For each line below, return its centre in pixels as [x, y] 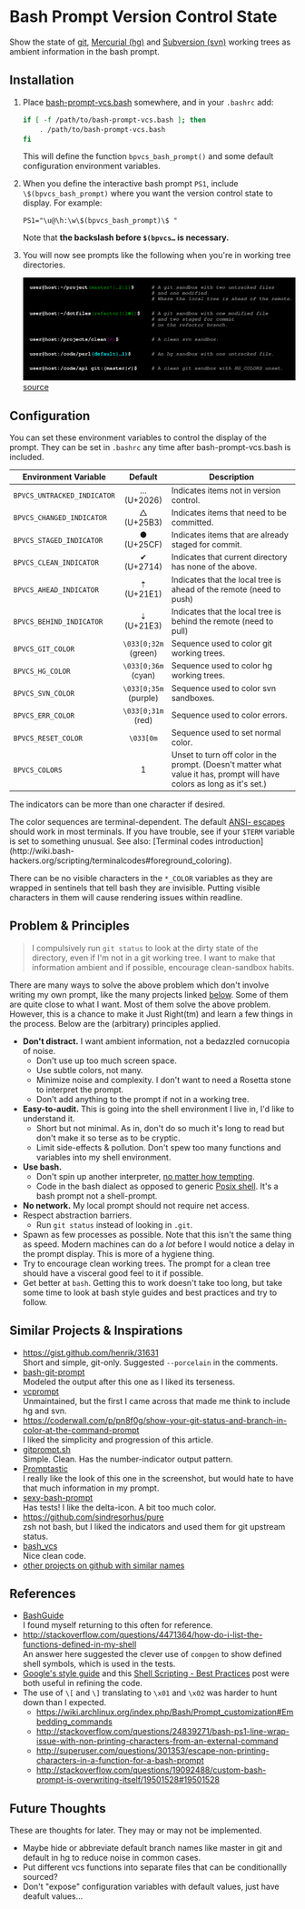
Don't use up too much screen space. [106, 1060]
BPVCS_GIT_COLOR [44, 649]
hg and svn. [44, 1411]
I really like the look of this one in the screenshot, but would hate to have [158, 1478]
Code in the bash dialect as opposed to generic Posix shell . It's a [157, 1186]
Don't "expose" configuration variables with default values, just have [151, 1887]
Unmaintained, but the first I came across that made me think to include [156, 1401]
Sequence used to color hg [221, 666]
